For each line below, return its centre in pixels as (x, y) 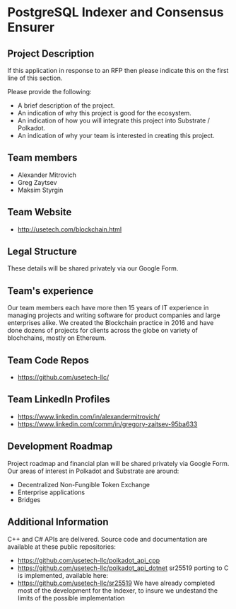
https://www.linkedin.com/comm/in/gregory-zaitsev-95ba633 (107, 424)
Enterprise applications (51, 492)
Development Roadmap (60, 446)
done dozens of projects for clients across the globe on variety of (103, 331)
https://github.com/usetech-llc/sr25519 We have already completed (116, 583)
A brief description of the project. (66, 106)
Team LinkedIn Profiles (59, 400)
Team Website (40, 212)
